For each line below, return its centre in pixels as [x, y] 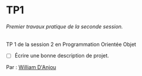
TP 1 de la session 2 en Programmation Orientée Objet [71, 45]
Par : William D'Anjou [31, 67]
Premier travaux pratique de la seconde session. [65, 26]
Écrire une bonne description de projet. [62, 56]
